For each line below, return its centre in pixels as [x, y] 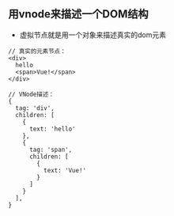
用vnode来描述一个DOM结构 [78, 14]
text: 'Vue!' [65, 170]
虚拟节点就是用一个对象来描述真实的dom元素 [93, 35]
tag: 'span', [51, 150]
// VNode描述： [31, 94]
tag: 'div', [35, 108]
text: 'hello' [53, 129]
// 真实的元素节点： [37, 51]
